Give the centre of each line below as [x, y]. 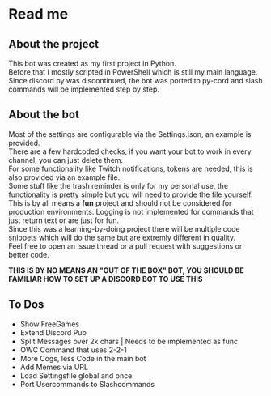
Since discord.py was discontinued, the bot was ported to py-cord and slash [135, 81]
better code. [29, 254]
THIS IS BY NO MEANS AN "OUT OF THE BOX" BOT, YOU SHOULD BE [126, 270]
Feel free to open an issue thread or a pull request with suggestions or [125, 246]
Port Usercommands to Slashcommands [87, 384]
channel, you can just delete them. [66, 160]
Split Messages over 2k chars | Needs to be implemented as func [129, 341]
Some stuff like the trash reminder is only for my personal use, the [119, 185]
